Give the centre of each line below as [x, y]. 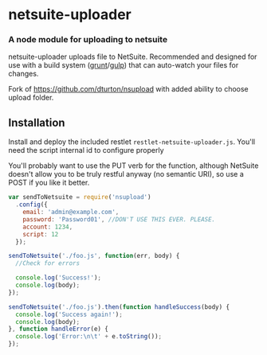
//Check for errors [48, 263]
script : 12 [41, 234]
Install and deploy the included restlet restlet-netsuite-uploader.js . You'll [132, 142]
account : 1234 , [48, 227]
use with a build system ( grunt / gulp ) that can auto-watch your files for [124, 65]
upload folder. [31, 98]
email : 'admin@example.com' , [71, 213]
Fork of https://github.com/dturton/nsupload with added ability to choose [128, 89]
